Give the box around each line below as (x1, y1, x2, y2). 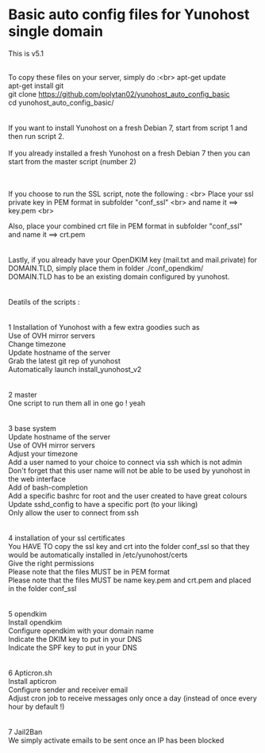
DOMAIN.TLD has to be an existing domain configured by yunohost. (8, 271, 230, 281)
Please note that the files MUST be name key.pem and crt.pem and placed (8, 575, 252, 585)
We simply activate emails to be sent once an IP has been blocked (8, 736, 225, 745)
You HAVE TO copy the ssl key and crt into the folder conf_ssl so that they (8, 541, 250, 551)
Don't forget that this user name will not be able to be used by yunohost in (8, 466, 251, 475)
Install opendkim (8, 617, 62, 627)
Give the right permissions (8, 558, 94, 568)
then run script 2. (8, 131, 65, 140)
